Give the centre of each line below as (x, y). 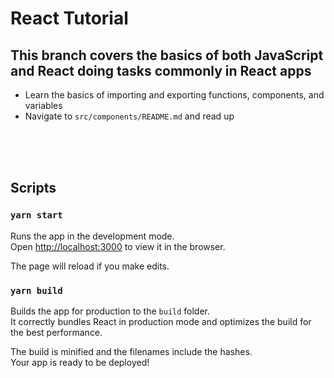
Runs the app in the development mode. (92, 236)
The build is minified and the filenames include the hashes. (131, 351)
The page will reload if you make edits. (90, 266)
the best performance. (56, 332)
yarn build (36, 290)
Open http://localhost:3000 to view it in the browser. (118, 246)
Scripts (33, 188)
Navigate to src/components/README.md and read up (129, 116)
